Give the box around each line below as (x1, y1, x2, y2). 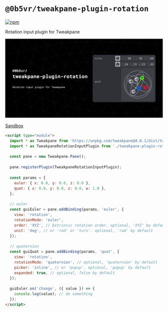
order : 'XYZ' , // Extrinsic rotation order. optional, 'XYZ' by (14, 223, 151, 228)
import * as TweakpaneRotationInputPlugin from (9, 143, 111, 149)
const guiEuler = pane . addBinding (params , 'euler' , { (9, 207, 124, 212)
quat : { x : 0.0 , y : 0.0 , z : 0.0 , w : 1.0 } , (14, 186, 106, 191)
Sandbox (5, 123, 23, 129)
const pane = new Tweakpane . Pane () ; (9, 154, 86, 159)
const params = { (9, 175, 46, 180)
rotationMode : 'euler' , (14, 217, 64, 222)
